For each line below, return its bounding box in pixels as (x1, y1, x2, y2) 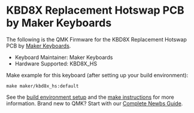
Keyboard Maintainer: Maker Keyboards (14, 54, 113, 61)
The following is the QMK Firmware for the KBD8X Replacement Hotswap (6, 36, 187, 43)
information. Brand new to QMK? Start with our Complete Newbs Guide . (6, 99, 183, 107)
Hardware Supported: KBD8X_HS (14, 60, 98, 67)
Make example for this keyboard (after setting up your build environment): (6, 71, 189, 79)
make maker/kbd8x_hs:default (6, 83, 79, 89)
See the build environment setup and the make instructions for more (6, 93, 175, 101)
